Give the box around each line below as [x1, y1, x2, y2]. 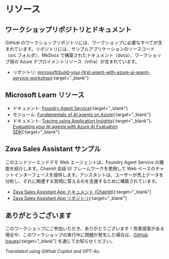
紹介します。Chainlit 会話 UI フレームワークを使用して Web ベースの [14, 165, 156, 171]
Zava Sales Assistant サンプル [5, 145, 101, 153]
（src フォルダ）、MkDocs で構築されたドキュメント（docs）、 [5, 53, 135, 58]
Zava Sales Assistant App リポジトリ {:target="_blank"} [12, 195, 128, 201]
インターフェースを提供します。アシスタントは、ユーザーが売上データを [14, 172, 164, 178]
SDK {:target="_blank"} [12, 129, 60, 135]
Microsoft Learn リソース [5, 91, 85, 99]
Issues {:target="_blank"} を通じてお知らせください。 [5, 238, 115, 244]
